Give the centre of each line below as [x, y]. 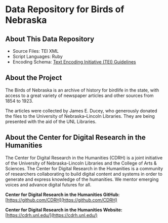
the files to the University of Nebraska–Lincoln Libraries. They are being [80, 116]
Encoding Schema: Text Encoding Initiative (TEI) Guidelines [74, 62]
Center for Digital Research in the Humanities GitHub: [62, 195]
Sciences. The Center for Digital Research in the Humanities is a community [84, 168]
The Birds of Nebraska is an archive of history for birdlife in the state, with [82, 90]
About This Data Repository [50, 39]
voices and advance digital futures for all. [48, 184]
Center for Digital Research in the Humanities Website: [64, 210]
